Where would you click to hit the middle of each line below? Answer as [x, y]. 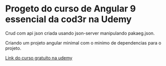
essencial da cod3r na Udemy [68, 19]
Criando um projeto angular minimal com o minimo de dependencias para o [83, 42]
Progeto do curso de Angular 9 [70, 9]
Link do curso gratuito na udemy [39, 57]
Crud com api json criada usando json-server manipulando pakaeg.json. [80, 33]
